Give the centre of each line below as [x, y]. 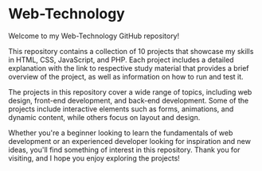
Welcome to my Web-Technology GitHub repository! [94, 36]
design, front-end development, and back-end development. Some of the [129, 100]
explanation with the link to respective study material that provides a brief [129, 68]
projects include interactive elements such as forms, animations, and [121, 109]
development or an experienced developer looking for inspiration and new [129, 141]
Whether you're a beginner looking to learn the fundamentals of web [121, 133]
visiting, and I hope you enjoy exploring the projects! [94, 158]
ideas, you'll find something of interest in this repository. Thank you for [124, 150]
